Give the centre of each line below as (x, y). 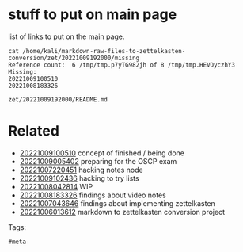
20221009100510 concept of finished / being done (102, 153)
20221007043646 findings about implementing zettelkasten (117, 203)
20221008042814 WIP (56, 186)
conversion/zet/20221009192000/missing (74, 58)
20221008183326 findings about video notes (93, 195)
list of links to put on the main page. (66, 36)
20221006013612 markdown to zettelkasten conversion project (122, 212)
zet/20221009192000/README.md (58, 99)
